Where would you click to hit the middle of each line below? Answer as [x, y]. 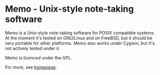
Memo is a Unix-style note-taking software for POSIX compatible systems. [80, 33]
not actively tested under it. [33, 48]
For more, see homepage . [31, 67]
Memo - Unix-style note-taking [69, 9]
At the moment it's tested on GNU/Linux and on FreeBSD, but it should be [79, 38]
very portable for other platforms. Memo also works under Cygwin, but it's [80, 43]
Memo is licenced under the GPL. [39, 57]
